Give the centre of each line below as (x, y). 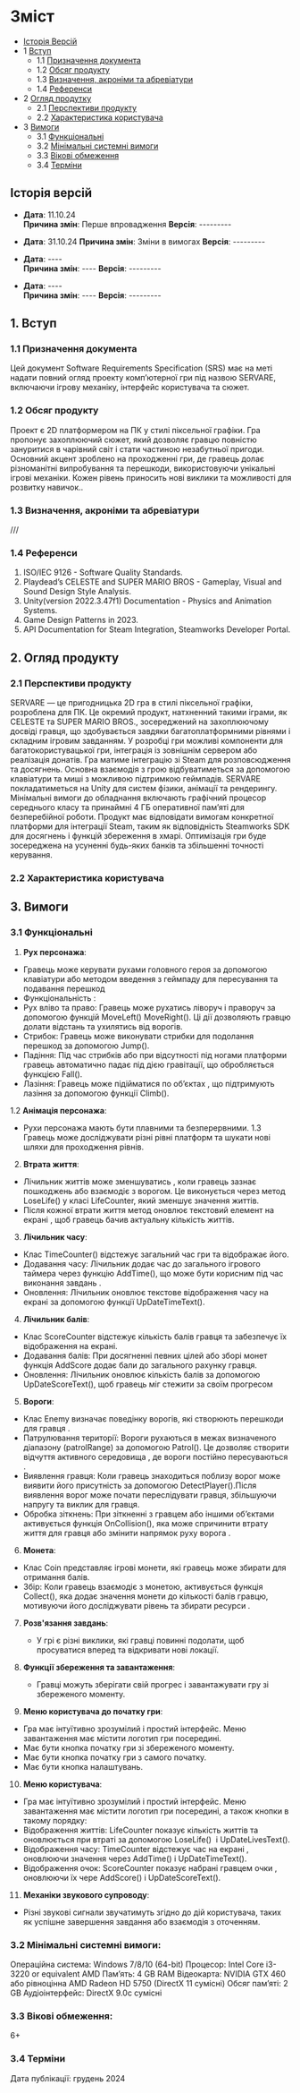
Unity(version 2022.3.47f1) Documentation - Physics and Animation (147, 601)
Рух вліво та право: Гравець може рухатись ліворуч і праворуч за (149, 1007)
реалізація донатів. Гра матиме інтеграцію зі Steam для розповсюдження (150, 760)
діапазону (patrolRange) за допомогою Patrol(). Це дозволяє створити (156, 1447)
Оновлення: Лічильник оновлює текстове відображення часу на (146, 1292)
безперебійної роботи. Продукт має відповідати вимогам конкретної (142, 817)
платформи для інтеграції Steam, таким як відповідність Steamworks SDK (150, 826)
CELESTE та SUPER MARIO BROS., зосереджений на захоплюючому (139, 722)
